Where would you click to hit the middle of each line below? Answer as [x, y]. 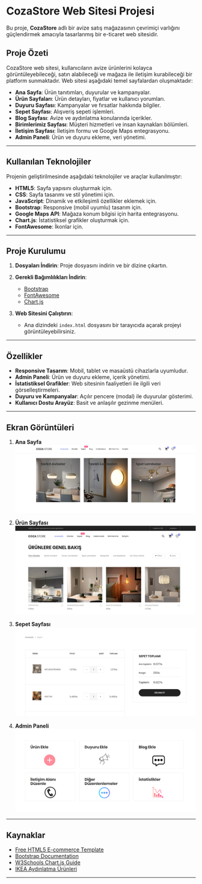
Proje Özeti [27, 53]
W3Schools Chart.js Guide [48, 863]
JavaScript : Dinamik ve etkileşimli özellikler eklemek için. [86, 201]
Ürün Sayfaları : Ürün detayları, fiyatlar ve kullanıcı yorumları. [90, 98]
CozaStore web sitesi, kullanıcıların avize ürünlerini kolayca [79, 68]
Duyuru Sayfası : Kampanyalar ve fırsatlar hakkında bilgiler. [88, 105]
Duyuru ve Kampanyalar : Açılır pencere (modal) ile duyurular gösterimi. [104, 396]
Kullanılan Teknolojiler [49, 162]
